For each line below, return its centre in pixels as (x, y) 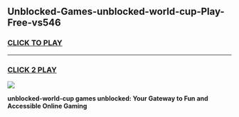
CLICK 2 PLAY (32, 69)
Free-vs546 (34, 23)
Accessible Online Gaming (47, 106)
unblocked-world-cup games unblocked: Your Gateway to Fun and (108, 98)
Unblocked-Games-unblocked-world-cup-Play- (116, 12)
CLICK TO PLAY (35, 43)
